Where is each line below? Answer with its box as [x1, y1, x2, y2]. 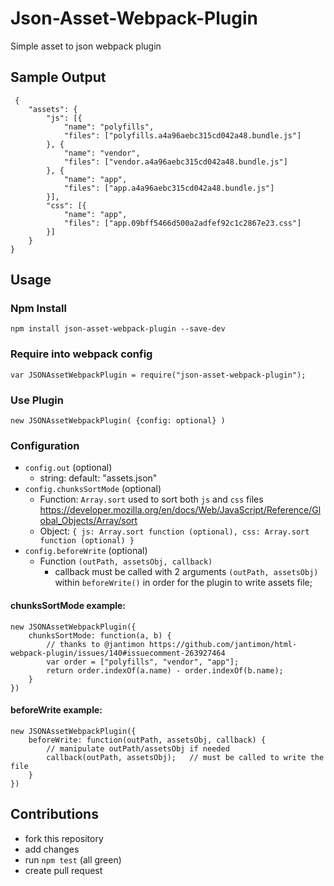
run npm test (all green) [24, 853, 122, 866]
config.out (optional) [24, 462, 113, 474]
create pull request [24, 864, 103, 876]
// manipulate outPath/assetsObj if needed [46, 743, 230, 754]
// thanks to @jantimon [46, 639, 145, 649]
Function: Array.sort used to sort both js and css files [39, 493, 264, 506]
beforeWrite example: [10, 704, 103, 716]
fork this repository [24, 832, 104, 844]
